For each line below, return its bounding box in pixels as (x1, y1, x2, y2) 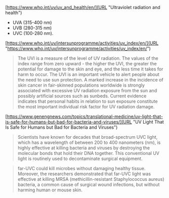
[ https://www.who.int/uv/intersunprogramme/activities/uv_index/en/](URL (5, 40, 159, 46)
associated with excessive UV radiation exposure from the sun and (17, 88, 157, 93)
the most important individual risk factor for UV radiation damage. (17, 104, 155, 109)
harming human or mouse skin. (17, 187, 82, 193)
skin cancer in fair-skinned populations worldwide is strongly (17, 82, 145, 88)
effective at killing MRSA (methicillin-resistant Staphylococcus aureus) (17, 176, 164, 182)
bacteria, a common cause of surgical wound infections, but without (17, 182, 160, 187)
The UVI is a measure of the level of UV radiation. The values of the (17, 55, 158, 61)
